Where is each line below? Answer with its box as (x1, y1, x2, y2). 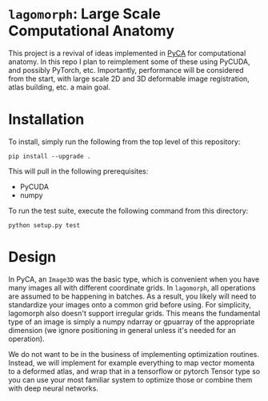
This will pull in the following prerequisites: (8, 166, 149, 176)
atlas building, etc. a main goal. (8, 82, 110, 92)
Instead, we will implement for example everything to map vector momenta (8, 358, 254, 367)
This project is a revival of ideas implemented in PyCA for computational (8, 48, 246, 58)
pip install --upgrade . (8, 152, 91, 160)
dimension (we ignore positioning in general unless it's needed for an (8, 325, 236, 335)
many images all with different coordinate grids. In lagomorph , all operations (8, 283, 256, 292)
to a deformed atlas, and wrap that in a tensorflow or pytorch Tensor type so (8, 366, 261, 376)
